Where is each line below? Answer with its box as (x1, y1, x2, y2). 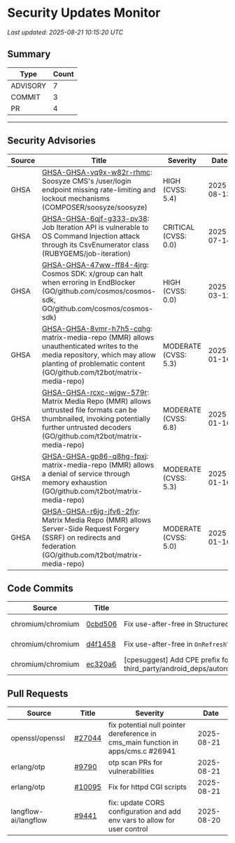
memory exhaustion (41, 477, 108, 487)
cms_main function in (108, 737, 179, 747)
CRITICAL (162, 222, 195, 232)
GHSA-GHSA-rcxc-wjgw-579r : (41, 387, 149, 397)
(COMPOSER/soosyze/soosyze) (41, 202, 148, 212)
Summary (7, 48, 51, 60)
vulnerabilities (108, 767, 155, 777)
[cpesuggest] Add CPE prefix (123, 655, 220, 665)
